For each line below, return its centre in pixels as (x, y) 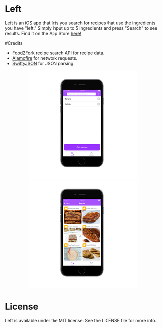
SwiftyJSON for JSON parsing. (44, 63)
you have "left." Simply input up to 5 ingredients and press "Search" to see (81, 28)
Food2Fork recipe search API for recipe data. (58, 53)
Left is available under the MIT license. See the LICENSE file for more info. (81, 320)
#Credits (14, 43)
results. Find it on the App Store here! (43, 33)
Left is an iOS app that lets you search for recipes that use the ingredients (80, 23)
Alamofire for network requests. (45, 58)
